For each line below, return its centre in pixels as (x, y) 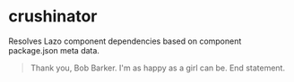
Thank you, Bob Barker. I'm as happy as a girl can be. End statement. (158, 68)
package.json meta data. (54, 50)
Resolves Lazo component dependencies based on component (125, 41)
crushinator (53, 16)
